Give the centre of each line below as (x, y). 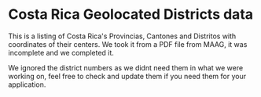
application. (27, 84)
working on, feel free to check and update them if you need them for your (127, 76)
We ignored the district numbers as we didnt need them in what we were (126, 67)
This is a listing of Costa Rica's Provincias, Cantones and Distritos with (122, 36)
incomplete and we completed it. (61, 52)
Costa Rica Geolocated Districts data (131, 14)
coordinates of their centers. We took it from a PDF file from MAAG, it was (128, 44)
